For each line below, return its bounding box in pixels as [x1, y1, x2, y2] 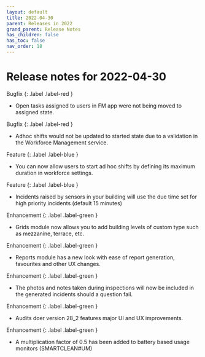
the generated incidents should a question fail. [15, 290, 133, 298]
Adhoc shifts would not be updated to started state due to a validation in [15, 132, 198, 139]
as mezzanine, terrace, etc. [15, 230, 85, 237]
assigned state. [15, 108, 54, 116]
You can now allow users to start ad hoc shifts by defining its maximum [15, 162, 195, 170]
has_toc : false [6, 37, 45, 44]
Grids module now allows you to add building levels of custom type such [15, 223, 199, 230]
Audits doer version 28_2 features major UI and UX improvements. [15, 314, 184, 321]
